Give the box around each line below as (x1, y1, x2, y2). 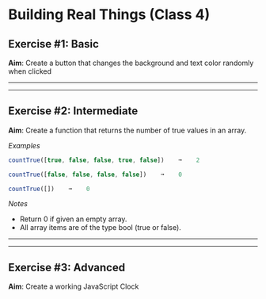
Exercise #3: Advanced (8, 260, 125, 274)
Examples (8, 140, 41, 150)
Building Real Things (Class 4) (8, 6, 211, 24)
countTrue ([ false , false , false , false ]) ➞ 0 (8, 171, 182, 178)
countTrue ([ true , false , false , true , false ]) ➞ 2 (8, 156, 200, 164)
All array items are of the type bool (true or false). (19, 223, 182, 232)
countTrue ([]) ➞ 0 (8, 185, 90, 193)
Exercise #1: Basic (8, 37, 99, 51)
